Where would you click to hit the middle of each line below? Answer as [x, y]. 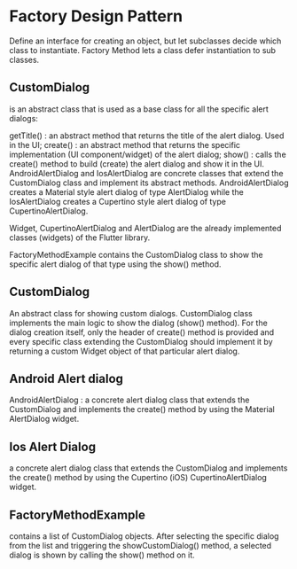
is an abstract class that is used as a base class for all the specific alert [139, 109]
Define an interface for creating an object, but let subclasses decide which [145, 41]
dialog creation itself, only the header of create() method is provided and [142, 332]
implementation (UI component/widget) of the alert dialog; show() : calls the [148, 154]
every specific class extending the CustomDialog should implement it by [141, 341]
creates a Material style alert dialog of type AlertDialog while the [126, 191]
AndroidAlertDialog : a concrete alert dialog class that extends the [129, 400]
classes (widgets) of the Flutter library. [80, 238]
